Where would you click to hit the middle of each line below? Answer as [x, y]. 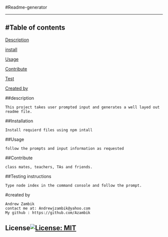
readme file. [19, 111]
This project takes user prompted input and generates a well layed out [82, 107]
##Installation [19, 121]
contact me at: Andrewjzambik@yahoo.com [48, 208]
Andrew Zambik [20, 204]
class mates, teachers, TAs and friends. [49, 167]
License [18, 228]
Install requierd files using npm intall [49, 130]
